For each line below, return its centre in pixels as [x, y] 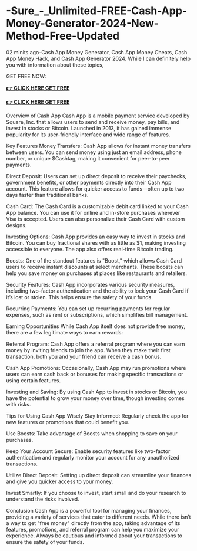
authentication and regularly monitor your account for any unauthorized [93, 457]
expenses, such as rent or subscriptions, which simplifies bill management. [97, 314]
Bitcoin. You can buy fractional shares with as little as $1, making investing [96, 242]
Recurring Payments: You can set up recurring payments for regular [88, 309]
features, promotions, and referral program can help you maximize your [93, 529]
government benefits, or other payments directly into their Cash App [89, 182]
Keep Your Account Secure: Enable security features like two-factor [88, 451]
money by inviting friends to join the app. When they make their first [88, 350]
